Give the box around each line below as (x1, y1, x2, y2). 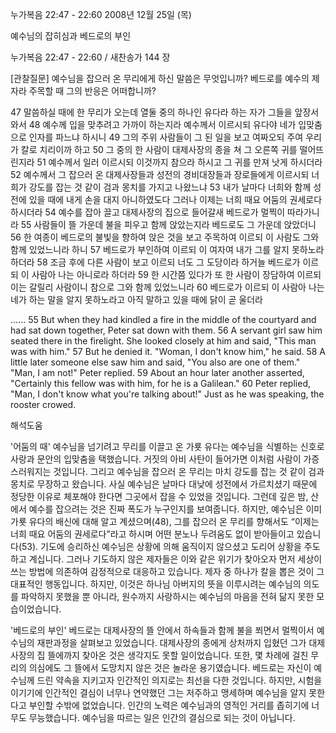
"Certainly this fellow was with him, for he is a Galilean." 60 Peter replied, (10, 378, 311, 389)
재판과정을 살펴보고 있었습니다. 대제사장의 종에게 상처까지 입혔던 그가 (36, 637, 307, 648)
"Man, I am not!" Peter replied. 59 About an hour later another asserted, (10, 367, 305, 378)
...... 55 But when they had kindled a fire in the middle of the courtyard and (10, 314, 317, 325)
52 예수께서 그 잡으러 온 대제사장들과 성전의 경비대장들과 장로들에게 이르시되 (10, 169, 310, 180)
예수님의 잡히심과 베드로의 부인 (10, 30, 132, 42)
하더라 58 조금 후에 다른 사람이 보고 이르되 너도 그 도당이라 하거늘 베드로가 (10, 256, 301, 268)
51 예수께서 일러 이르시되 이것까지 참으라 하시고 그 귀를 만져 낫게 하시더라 (36, 156, 323, 168)
